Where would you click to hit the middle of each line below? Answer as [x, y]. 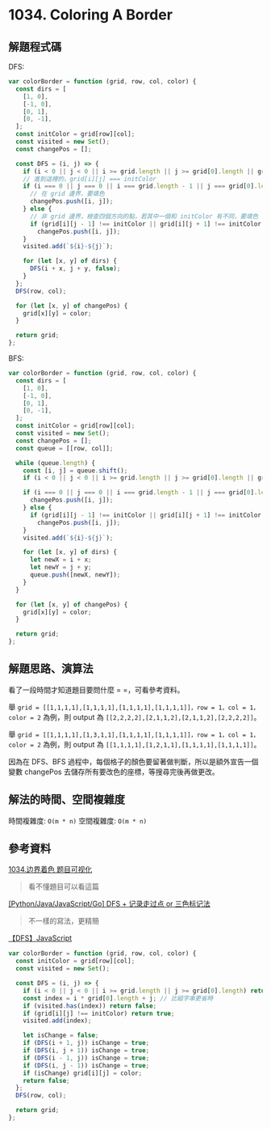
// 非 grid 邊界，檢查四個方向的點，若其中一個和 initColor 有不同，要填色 [144, 216]
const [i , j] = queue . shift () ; [75, 471]
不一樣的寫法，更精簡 [63, 921]
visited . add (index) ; [57, 1021]
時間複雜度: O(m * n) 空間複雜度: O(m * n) [78, 820]
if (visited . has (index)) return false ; [90, 1006]
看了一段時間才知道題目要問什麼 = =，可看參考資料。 [96, 690]
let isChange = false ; [61, 1036]
